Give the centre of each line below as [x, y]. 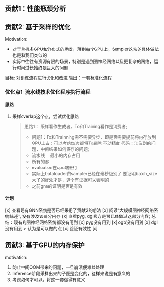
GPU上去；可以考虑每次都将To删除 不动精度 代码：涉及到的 [92, 143]
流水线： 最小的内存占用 [56, 155]
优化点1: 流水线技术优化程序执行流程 [48, 92]
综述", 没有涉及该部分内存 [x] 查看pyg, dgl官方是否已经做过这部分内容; [80, 216]
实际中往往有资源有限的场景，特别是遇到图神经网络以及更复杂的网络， [83, 61]
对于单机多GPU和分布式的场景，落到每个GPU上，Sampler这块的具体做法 [85, 49]
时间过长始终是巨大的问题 [42, 68]
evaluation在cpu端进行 [54, 167]
